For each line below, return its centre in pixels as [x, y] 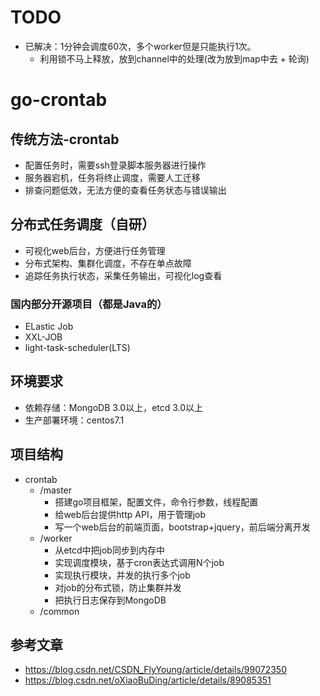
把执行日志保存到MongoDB [110, 600]
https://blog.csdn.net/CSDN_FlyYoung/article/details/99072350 [156, 670]
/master [56, 490]
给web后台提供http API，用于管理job [130, 514]
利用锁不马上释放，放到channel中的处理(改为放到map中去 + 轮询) [174, 58]
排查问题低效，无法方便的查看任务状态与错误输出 [125, 190]
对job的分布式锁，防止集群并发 [118, 587]
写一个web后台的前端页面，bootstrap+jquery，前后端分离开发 [182, 527]
